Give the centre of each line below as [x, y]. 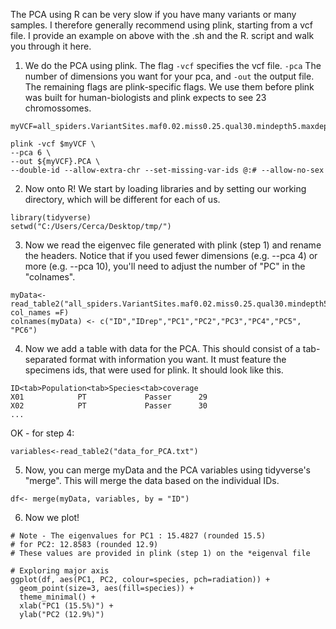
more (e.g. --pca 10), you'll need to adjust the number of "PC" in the [165, 266]
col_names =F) [40, 313]
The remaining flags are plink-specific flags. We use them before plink [169, 87]
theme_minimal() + [58, 597]
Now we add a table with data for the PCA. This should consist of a [162, 348]
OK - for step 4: [42, 433]
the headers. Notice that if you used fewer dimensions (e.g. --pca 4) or [171, 255]
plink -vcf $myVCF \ [53, 144]
